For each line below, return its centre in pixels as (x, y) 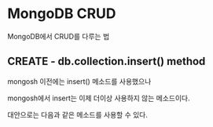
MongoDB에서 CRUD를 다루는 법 (59, 36)
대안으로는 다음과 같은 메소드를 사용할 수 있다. (78, 114)
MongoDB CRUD (62, 14)
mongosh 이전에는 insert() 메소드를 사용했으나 (79, 81)
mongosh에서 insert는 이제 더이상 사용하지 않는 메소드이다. (99, 98)
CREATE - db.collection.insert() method (106, 62)
